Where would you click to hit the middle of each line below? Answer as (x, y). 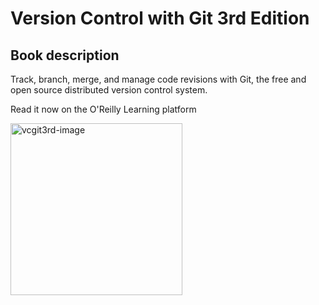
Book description (65, 55)
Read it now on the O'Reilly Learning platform (103, 109)
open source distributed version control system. (109, 90)
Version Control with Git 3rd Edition (160, 18)
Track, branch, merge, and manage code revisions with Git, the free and (158, 79)
